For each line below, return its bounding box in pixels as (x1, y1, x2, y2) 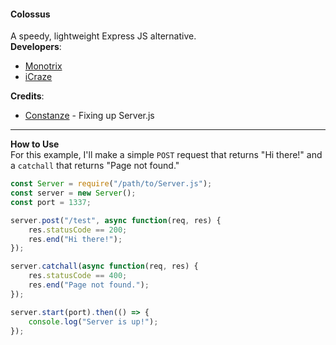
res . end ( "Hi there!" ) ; (28, 234, 123, 244)
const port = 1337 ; (10, 197, 92, 207)
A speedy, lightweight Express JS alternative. (10, 30, 197, 42)
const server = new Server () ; (10, 188, 137, 199)
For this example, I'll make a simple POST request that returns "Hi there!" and (10, 149, 323, 161)
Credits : (10, 90, 45, 102)
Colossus (10, 8, 51, 20)
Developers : (10, 41, 62, 53)
